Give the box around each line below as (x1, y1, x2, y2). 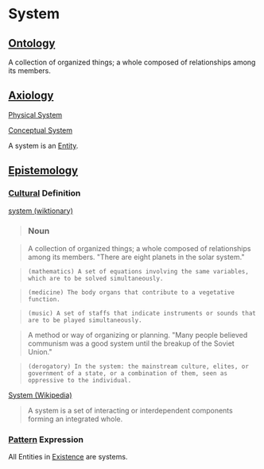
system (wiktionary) (8, 206, 74, 215)
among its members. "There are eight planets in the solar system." (27, 252, 245, 262)
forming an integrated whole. (27, 414, 123, 424)
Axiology (8, 89, 54, 103)
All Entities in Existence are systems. (8, 452, 128, 462)
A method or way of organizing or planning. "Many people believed (27, 330, 248, 339)
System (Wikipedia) (8, 390, 73, 400)
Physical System (8, 110, 63, 119)
